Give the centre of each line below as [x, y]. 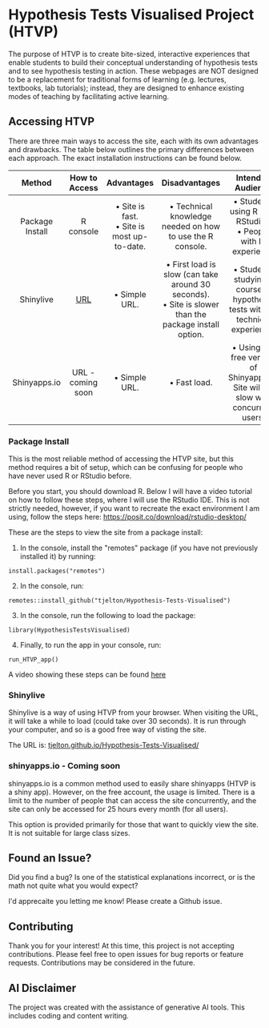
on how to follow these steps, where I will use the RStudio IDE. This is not [129, 500]
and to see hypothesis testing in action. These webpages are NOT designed [133, 70]
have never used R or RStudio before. [70, 476]
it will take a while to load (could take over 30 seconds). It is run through [127, 721]
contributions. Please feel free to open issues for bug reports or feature [126, 954]
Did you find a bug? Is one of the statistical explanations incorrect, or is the [132, 877]
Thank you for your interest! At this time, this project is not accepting [121, 946]
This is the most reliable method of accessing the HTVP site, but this [121, 459]
